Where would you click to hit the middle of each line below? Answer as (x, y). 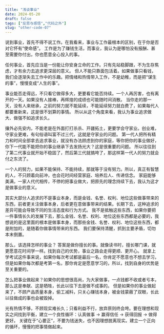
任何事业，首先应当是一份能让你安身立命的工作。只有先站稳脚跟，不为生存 (80, 65)
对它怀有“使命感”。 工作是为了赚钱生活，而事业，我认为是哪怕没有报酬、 (78, 48)
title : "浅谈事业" (22, 10)
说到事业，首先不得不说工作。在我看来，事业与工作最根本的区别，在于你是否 (82, 42)
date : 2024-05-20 (23, 14)
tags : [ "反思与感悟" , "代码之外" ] (36, 23)
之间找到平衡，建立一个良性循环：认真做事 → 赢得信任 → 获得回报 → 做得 (83, 314)
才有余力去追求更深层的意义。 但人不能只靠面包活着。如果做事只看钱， (85, 71)
